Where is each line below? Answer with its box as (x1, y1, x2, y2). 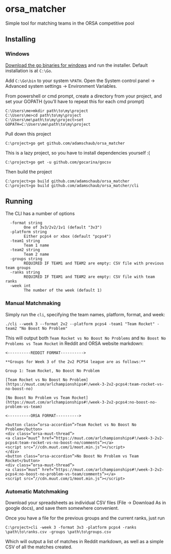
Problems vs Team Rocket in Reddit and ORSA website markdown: (5, 340, 144, 347)
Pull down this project (5, 130, 51, 137)
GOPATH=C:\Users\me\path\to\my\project (5, 122, 91, 127)
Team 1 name (24, 243, 50, 248)
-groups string (10, 256, 43, 262)
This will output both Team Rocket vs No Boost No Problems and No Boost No (5, 335, 166, 341)
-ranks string (10, 270, 40, 275)
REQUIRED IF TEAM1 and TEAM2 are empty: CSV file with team (24, 274, 155, 280)
